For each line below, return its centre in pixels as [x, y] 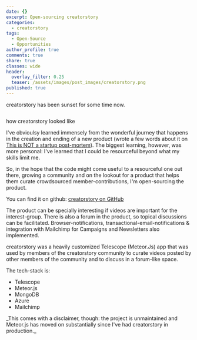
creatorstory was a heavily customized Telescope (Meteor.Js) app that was [97, 247]
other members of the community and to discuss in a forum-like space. [92, 259]
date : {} [17, 11]
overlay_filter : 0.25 [38, 77]
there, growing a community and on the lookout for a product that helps [93, 175]
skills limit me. [23, 157]
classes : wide [24, 66]
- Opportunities [31, 45]
